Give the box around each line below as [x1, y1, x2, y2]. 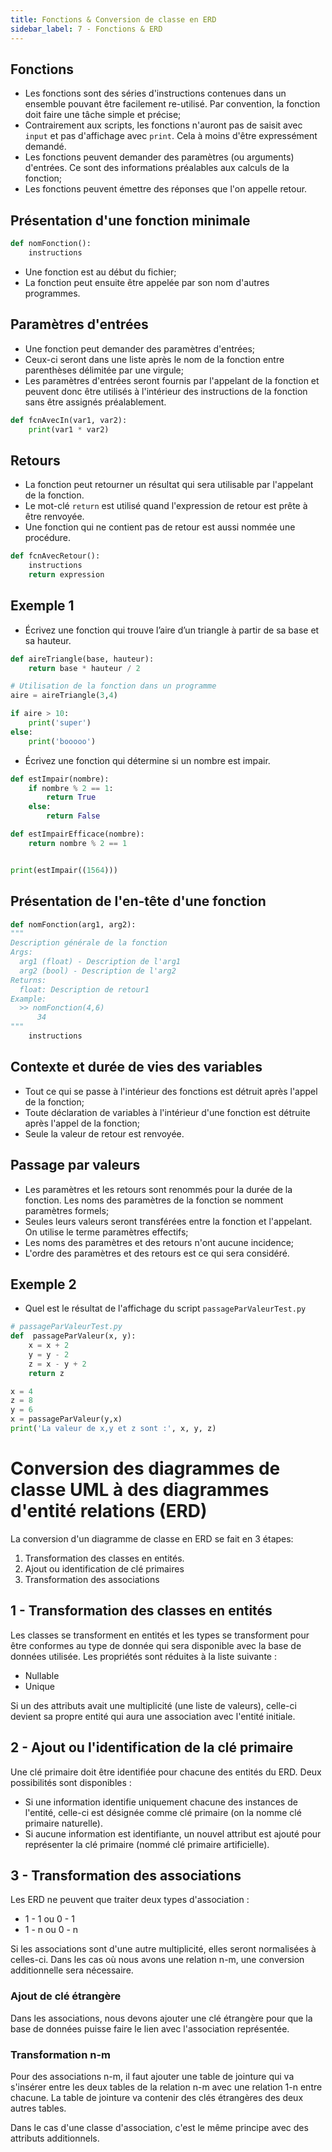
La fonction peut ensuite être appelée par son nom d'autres [24, 276, 270, 288]
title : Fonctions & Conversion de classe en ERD [10, 14, 217, 25]
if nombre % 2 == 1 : [28, 783, 114, 793]
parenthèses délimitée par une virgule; [24, 364, 184, 376]
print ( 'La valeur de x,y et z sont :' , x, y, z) [10, 1424, 217, 1434]
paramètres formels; [24, 1204, 110, 1216]
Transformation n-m [10, 2047, 111, 2061]
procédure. [24, 532, 72, 544]
